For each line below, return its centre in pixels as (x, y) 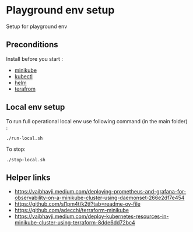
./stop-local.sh (26, 160)
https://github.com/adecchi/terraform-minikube (72, 210)
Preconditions (32, 45)
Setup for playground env (37, 26)
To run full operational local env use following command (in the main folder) (97, 121)
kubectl (24, 76)
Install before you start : (34, 58)
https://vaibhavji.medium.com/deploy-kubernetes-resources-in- (92, 216)
